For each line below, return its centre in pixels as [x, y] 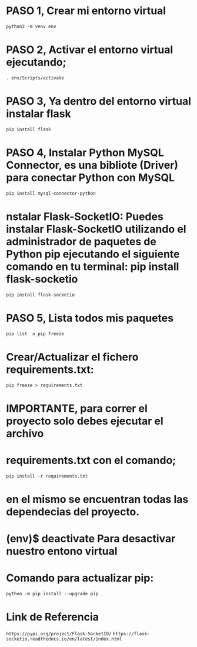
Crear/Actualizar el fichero [72, 357]
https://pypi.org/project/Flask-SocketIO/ [59, 633]
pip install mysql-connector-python [51, 193]
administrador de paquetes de [81, 241]
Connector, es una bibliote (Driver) [92, 165]
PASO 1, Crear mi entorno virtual [86, 11]
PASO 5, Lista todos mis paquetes [90, 318]
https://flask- [131, 633]
